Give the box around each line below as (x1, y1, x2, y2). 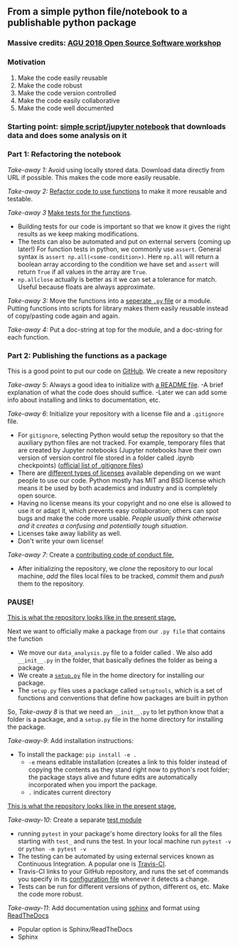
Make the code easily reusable (17, 73, 108, 82)
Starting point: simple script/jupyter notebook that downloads (7, 121, 226, 131)
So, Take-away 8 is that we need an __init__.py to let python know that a (7, 707, 224, 716)
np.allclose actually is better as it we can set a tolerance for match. (17, 275, 217, 283)
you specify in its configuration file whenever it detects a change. (17, 875, 210, 883)
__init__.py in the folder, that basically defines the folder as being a (17, 656, 218, 665)
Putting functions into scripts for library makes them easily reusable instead (7, 304, 229, 312)
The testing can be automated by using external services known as (17, 852, 215, 860)
